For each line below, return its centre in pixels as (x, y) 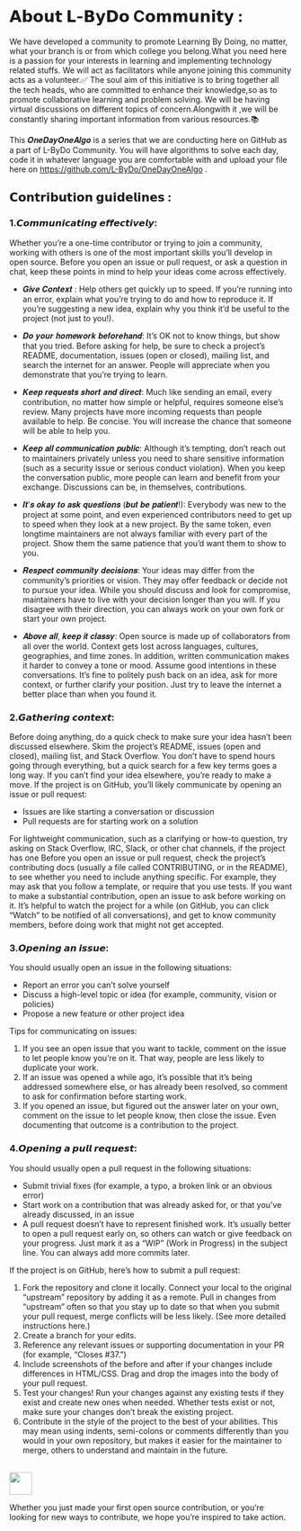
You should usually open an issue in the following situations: (120, 968)
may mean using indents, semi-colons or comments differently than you (155, 1431)
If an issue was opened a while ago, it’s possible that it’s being (137, 1077)
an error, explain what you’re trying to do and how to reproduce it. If (148, 299)
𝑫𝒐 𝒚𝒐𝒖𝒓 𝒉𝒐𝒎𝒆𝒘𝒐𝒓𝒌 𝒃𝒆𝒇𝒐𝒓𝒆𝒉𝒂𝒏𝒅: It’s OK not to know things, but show (151, 336)
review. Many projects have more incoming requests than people (142, 411)
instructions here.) (56, 1326)
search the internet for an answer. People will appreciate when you (146, 365)
